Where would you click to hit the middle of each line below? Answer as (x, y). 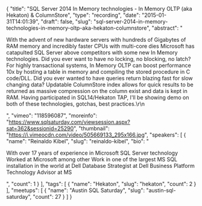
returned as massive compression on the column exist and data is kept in (97, 91)
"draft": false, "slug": (66, 21)
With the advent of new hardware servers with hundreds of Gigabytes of (96, 40)
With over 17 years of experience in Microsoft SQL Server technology (92, 153)
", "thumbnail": (91, 128)
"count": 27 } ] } (52, 197)
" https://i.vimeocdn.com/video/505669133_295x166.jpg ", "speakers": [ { (96, 135)
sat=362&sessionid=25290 (40, 128)
